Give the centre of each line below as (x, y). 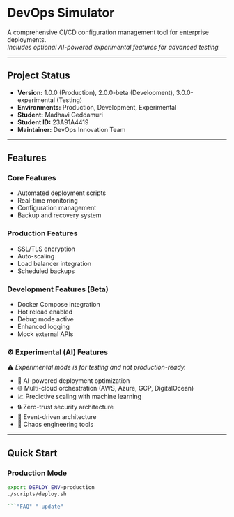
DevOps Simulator (61, 13)
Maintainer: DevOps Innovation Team (71, 129)
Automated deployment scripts (62, 193)
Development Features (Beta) (58, 289)
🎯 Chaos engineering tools (55, 425)
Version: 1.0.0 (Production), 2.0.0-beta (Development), (96, 92)
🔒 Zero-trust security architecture (65, 407)
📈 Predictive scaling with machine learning (79, 397)
